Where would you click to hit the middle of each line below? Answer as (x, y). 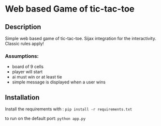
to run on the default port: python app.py (45, 118)
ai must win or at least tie (37, 77)
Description (23, 27)
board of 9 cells (28, 67)
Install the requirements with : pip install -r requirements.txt (69, 109)
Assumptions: (22, 56)
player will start (27, 72)
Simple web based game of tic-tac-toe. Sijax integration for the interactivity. (80, 38)
